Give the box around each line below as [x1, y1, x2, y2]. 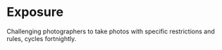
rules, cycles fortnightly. [6, 34, 77, 42]
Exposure [6, 4, 64, 20]
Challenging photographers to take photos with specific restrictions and [6, 27, 216, 35]
